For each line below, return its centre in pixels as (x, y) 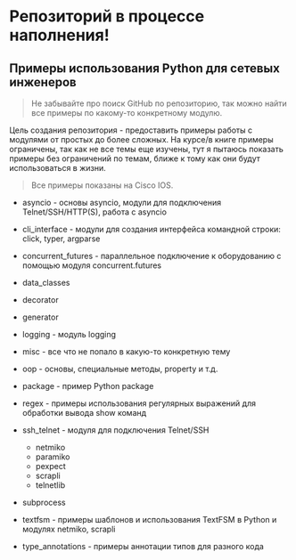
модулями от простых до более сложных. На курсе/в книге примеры (141, 139)
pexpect (50, 466)
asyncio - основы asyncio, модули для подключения (121, 203)
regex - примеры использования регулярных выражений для (139, 403)
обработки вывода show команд (84, 413)
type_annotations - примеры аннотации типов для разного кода (143, 546)
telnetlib (50, 485)
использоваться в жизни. (58, 168)
